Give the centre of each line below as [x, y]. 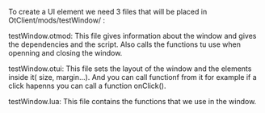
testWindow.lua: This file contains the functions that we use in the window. [132, 101]
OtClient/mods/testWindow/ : [57, 20]
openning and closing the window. [65, 53]
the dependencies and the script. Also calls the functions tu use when [124, 44]
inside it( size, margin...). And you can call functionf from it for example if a [132, 77]
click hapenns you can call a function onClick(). [87, 86]
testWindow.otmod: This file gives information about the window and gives [132, 36]
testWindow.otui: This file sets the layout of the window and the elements [130, 69]
